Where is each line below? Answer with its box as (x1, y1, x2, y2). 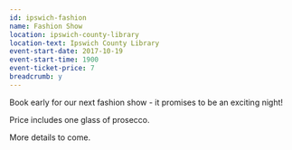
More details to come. (9, 132, 91, 143)
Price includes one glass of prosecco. (9, 114, 151, 125)
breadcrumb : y (9, 72, 63, 81)
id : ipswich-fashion (9, 13, 88, 23)
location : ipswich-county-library (9, 30, 140, 39)
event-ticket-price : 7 (9, 64, 95, 73)
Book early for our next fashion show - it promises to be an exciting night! (9, 97, 283, 108)
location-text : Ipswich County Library (9, 38, 160, 48)
